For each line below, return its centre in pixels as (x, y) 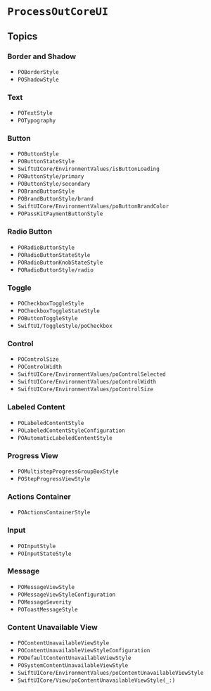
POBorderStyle (38, 72)
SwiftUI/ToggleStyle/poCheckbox (65, 326)
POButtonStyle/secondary (54, 184)
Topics (23, 36)
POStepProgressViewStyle (54, 479)
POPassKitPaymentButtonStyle (60, 214)
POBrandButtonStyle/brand (55, 199)
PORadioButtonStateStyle (54, 255)
